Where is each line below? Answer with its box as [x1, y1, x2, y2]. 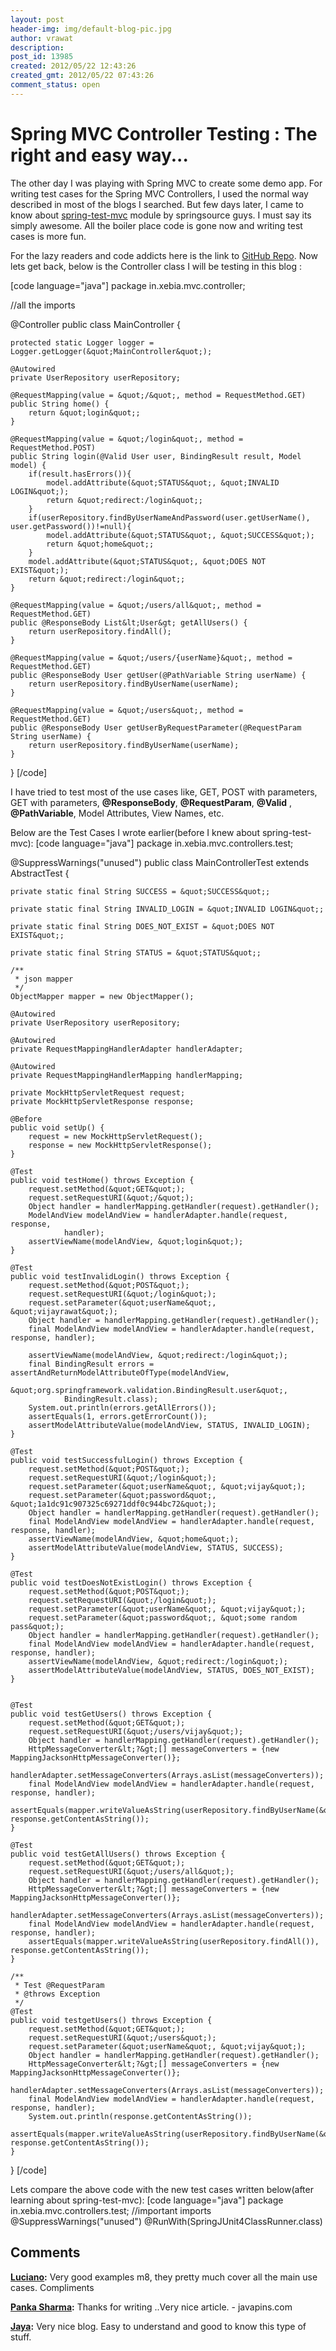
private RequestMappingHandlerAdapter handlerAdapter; [10, 1044, 244, 1054]
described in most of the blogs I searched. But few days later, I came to [10, 198, 304, 210]
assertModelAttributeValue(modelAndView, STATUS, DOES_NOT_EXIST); [28, 1665, 315, 1675]
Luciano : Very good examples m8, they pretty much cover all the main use [10, 2271, 318, 2283]
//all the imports [10, 299, 76, 311]
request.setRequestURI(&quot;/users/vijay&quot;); [28, 1726, 244, 1736]
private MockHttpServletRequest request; [10, 1087, 186, 1098]
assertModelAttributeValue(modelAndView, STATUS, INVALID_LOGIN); [28, 1420, 311, 1430]
